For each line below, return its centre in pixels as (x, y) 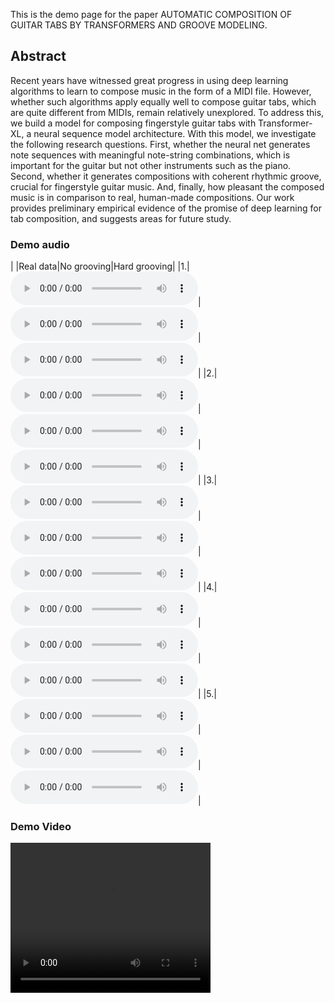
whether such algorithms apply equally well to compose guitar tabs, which (163, 101)
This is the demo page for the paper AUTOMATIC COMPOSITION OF (151, 14)
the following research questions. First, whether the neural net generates (160, 144)
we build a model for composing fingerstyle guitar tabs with (133, 123)
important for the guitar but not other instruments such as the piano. (151, 165)
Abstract (38, 56)
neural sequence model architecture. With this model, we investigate (175, 133)
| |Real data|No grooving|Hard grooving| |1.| (100, 266)
